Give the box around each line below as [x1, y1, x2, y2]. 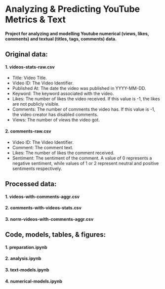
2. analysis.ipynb [5, 255, 41, 261]
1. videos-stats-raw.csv [5, 64, 55, 70]
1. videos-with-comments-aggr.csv [5, 194, 80, 200]
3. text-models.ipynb [5, 267, 49, 273]
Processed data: [5, 179, 57, 188]
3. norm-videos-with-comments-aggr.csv [5, 216, 94, 222]
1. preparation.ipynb [5, 244, 48, 250]
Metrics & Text [5, 14, 66, 25]
